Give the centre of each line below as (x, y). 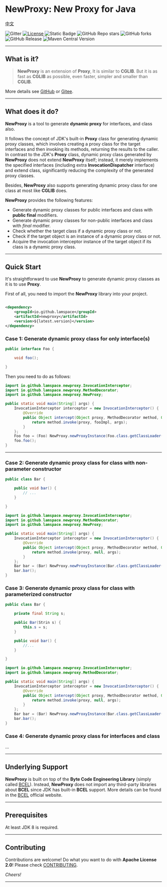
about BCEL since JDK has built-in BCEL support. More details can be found (83, 789)
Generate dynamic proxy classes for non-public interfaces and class (83, 220)
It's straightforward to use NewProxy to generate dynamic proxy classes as (83, 279)
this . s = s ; (36, 627)
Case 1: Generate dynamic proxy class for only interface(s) (78, 338)
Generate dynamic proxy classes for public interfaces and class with (83, 209)
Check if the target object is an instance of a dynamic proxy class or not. (87, 236)
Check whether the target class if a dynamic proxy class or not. (77, 231)
